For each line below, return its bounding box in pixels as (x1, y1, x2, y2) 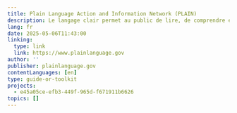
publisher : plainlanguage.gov (7, 62, 97, 69)
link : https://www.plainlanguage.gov (13, 50, 125, 57)
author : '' (7, 56, 39, 63)
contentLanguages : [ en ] (7, 69, 78, 76)
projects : (7, 82, 37, 89)
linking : (7, 36, 33, 44)
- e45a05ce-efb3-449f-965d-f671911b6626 (13, 88, 134, 95)
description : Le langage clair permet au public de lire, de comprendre (7, 17, 226, 24)
